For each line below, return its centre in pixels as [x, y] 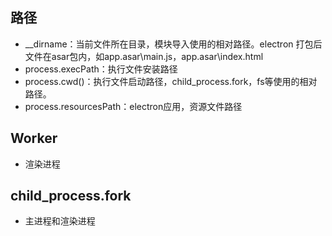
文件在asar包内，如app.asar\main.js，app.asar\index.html [144, 56]
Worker [34, 138]
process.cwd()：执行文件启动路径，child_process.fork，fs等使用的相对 [171, 81]
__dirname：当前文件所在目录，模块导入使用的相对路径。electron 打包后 [173, 44]
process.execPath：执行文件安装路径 [101, 69]
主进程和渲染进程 [60, 221]
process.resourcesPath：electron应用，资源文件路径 [133, 106]
